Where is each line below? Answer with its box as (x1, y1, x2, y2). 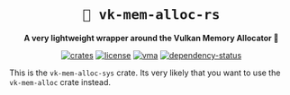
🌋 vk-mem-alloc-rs (82, 6, 221, 23)
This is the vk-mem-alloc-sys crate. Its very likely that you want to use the (9, 67, 281, 78)
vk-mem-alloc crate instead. (9, 76, 111, 87)
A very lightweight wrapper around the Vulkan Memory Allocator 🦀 (23, 32, 279, 43)
